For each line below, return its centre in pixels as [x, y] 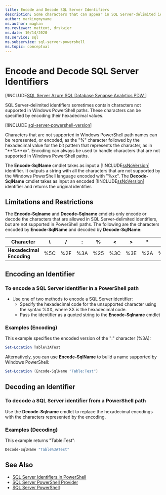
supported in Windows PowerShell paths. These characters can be [73, 110]
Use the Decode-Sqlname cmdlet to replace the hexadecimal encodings [79, 411]
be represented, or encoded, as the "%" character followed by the [72, 140]
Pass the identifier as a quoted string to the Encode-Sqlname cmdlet [90, 315]
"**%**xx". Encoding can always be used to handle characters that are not [83, 150]
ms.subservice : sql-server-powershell [45, 42]
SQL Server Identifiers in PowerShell [49, 477]
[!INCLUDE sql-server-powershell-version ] [49, 125]
